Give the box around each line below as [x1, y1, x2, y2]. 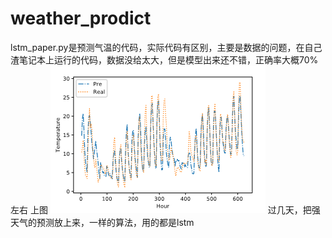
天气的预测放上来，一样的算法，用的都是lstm [10, 216, 195, 228]
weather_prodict [10, 7, 152, 30]
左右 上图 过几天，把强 [10, 203, 321, 216]
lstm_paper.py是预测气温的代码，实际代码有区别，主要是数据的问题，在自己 [10, 41, 323, 53]
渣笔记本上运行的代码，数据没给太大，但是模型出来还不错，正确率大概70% [10, 53, 319, 66]
